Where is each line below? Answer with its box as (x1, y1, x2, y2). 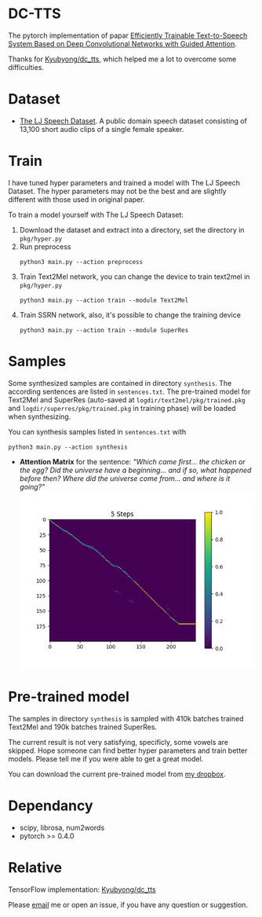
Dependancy (8, 797, 93, 815)
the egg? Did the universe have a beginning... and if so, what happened (19, 465, 252, 475)
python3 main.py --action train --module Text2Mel (19, 296, 189, 304)
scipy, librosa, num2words (19, 823, 105, 832)
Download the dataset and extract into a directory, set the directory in (19, 225, 245, 234)
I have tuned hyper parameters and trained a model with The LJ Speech (8, 178, 241, 187)
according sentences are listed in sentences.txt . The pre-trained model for (8, 387, 251, 396)
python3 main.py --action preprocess (19, 258, 144, 266)
